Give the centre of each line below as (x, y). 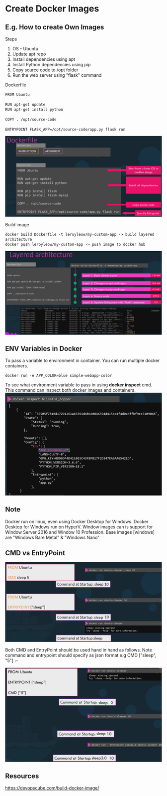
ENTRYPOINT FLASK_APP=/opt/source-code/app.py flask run (65, 130)
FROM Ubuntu (17, 95)
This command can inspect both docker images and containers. (70, 390)
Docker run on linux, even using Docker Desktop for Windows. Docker (77, 521)
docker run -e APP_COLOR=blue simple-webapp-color (59, 376)
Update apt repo (29, 54)
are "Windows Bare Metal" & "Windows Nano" (52, 537)
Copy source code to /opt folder (45, 70)
